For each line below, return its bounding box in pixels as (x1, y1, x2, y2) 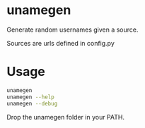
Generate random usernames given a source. (6, 25, 139, 34)
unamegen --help (6, 94, 54, 101)
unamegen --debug (6, 100, 58, 107)
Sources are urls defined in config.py (6, 39, 115, 47)
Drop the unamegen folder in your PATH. (6, 113, 125, 121)
